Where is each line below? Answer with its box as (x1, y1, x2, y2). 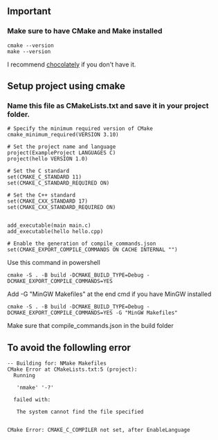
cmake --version (7, 42, 54, 49)
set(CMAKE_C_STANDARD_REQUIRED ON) (7, 180, 110, 187)
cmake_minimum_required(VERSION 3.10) (7, 131, 119, 138)
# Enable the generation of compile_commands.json (7, 240, 156, 248)
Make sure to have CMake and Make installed (7, 26, 163, 36)
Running (13, 372, 36, 379)
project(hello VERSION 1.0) (7, 156, 89, 163)
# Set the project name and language (7, 143, 116, 151)
